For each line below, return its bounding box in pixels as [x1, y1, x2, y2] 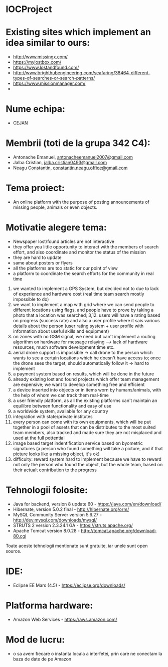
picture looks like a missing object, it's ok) [13, 451, 100, 457]
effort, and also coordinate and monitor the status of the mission [13, 249, 146, 255]
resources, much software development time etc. [13, 344, 115, 350]
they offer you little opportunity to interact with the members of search [13, 243, 159, 249]
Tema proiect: [6, 182, 65, 194]
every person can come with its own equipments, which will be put [13, 419, 151, 425]
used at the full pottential [13, 435, 65, 441]
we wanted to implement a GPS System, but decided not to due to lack [13, 285, 159, 292]
